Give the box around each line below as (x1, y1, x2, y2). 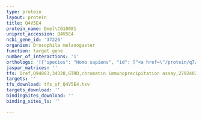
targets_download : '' (6, 87, 61, 93)
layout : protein (6, 14, 47, 20)
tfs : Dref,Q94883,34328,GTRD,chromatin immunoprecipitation (6, 70, 161, 76)
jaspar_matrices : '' (6, 64, 58, 71)
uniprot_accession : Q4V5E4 (6, 31, 74, 37)
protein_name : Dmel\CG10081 (6, 25, 77, 32)
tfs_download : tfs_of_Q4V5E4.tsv (6, 82, 90, 88)
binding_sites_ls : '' (6, 98, 61, 104)
